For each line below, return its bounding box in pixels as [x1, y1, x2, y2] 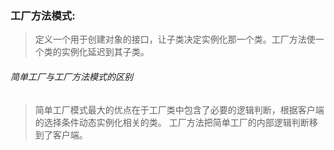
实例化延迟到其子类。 [61, 46, 150, 58]
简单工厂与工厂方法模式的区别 [10, 70, 133, 82]
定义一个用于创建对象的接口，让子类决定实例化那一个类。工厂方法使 [34, 33, 316, 46]
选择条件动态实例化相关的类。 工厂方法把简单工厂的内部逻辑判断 [43, 116, 310, 128]
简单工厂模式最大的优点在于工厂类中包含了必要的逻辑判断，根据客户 [34, 103, 316, 116]
